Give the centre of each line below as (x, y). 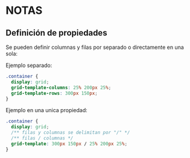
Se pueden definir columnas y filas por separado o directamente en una (95, 47)
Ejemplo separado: (29, 65)
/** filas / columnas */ (42, 138)
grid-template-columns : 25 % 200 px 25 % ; (61, 87)
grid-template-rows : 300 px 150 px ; (54, 93)
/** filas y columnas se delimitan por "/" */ (71, 133)
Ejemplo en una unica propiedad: (47, 110)
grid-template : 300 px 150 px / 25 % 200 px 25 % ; (69, 144)
